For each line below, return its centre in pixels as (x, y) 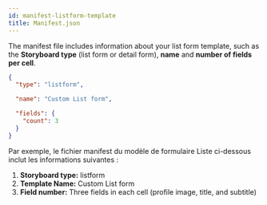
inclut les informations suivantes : (64, 160)
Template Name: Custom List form (77, 183)
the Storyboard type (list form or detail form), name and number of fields (130, 54)
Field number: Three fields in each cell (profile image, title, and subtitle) (138, 191)
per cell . (22, 63)
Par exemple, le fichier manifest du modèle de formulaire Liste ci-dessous (130, 151)
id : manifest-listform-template (62, 16)
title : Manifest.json (44, 23)
